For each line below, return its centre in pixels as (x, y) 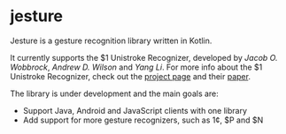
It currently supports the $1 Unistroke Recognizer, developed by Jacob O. (144, 57)
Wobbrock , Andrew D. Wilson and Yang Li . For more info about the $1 (136, 67)
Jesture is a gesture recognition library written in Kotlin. (111, 41)
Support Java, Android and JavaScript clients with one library (135, 110)
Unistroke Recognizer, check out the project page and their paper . (131, 76)
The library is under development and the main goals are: (115, 93)
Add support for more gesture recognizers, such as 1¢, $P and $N (143, 120)
